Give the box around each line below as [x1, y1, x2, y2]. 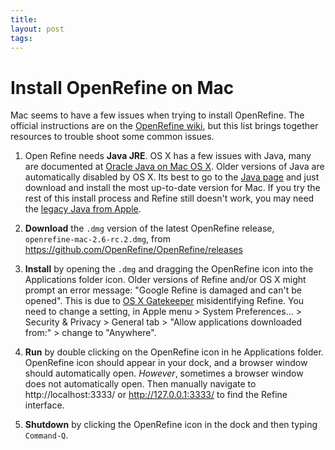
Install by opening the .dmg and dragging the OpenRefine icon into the [24, 263, 314, 275]
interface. [24, 399, 65, 411]
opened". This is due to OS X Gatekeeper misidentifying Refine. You [24, 295, 305, 307]
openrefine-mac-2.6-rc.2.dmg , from [24, 233, 171, 245]
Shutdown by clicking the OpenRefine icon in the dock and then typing [24, 419, 318, 431]
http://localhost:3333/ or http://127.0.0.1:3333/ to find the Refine [24, 389, 288, 401]
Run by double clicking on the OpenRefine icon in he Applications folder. [24, 346, 324, 358]
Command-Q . [24, 429, 69, 441]
